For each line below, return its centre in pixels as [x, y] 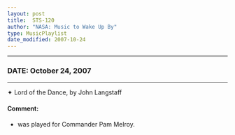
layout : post [26, 14]
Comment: [23, 108]
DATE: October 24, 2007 [49, 71]
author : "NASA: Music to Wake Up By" [62, 27]
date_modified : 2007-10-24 [47, 40]
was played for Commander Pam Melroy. [76, 124]
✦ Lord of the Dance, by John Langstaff [65, 92]
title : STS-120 [31, 20]
